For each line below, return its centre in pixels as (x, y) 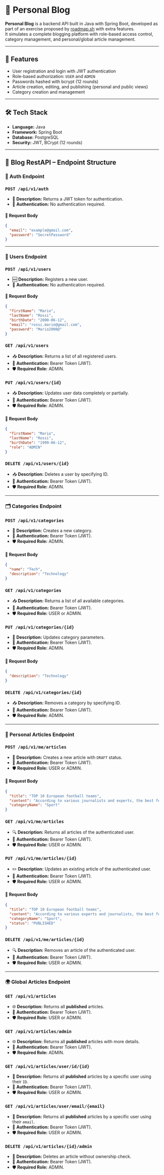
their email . (23, 1122)
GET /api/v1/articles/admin (38, 1031)
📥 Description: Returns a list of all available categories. (68, 601)
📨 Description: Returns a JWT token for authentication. (68, 199)
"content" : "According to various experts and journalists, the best (82, 914)
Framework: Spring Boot (37, 132)
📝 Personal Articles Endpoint (40, 735)
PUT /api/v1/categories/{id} (40, 627)
